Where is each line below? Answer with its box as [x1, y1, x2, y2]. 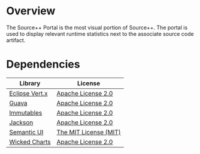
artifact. [6, 36, 26, 44]
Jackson [9, 118, 34, 127]
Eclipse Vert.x [9, 89, 48, 97]
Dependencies [6, 58, 80, 71]
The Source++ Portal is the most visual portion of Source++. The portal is [6, 24, 188, 31]
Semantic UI [9, 128, 44, 136]
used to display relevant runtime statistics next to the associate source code [6, 30, 194, 37]
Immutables [9, 109, 43, 117]
